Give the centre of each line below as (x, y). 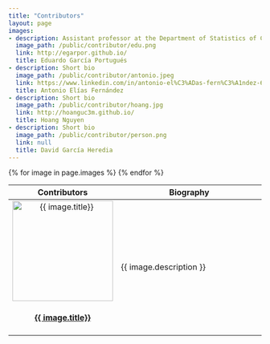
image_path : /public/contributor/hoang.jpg (89, 105)
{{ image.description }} (164, 267)
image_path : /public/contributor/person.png (91, 135)
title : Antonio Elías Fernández (70, 90)
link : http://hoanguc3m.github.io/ (75, 113)
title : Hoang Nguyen (50, 120)
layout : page (30, 23)
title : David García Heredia (64, 150)
